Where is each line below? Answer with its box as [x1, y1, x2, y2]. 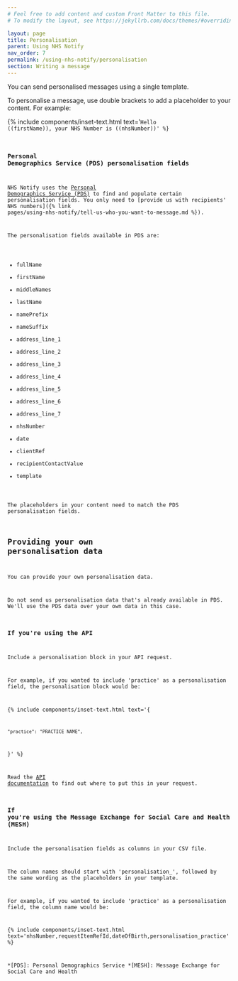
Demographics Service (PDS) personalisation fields [7, 159, 190, 168]
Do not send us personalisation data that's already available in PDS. [7, 596, 223, 604]
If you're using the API [7, 629, 93, 637]
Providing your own [7, 537, 93, 547]
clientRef [16, 448, 45, 455]
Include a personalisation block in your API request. [7, 654, 173, 661]
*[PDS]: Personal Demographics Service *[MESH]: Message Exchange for [7, 962, 220, 970]
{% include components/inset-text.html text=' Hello [7, 117, 157, 126]
